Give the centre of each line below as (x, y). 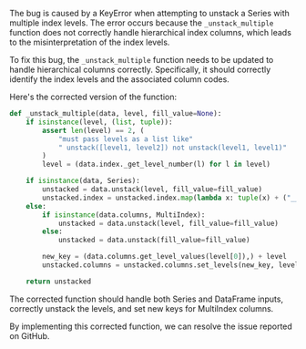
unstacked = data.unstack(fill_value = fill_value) (154, 241)
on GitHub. (30, 335)
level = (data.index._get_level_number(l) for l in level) (157, 164)
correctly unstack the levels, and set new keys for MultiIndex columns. (142, 308)
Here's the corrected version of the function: (93, 97)
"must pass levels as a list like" (126, 139)
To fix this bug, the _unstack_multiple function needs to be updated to (142, 60)
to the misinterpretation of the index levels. (90, 42)
